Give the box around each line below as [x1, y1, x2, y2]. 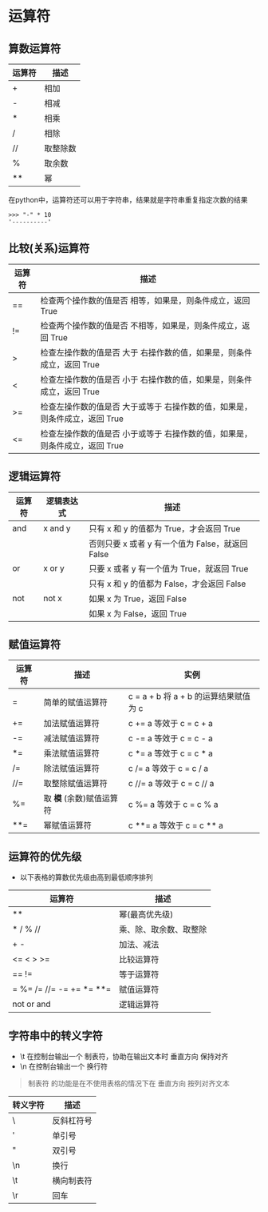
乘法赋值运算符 [43, 748, 100, 759]
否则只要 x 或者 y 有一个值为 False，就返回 [89, 538, 249, 549]
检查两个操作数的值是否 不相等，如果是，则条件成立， [40, 319, 242, 331]
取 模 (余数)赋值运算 [43, 793, 118, 805]
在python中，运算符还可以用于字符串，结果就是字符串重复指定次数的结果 [8, 195, 248, 204]
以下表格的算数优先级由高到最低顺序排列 [19, 873, 153, 882]
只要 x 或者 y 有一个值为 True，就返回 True [89, 563, 249, 574]
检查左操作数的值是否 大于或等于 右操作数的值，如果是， [40, 401, 253, 412]
